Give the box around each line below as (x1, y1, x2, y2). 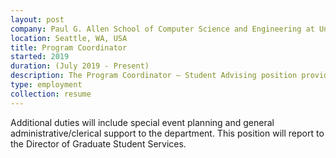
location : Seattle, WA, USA (10, 33, 128, 43)
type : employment (10, 80, 83, 90)
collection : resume (10, 89, 92, 99)
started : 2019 (10, 52, 70, 62)
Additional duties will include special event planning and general (10, 116, 275, 128)
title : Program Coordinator (10, 42, 128, 53)
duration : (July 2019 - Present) (10, 61, 150, 71)
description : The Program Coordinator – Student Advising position (10, 71, 298, 81)
